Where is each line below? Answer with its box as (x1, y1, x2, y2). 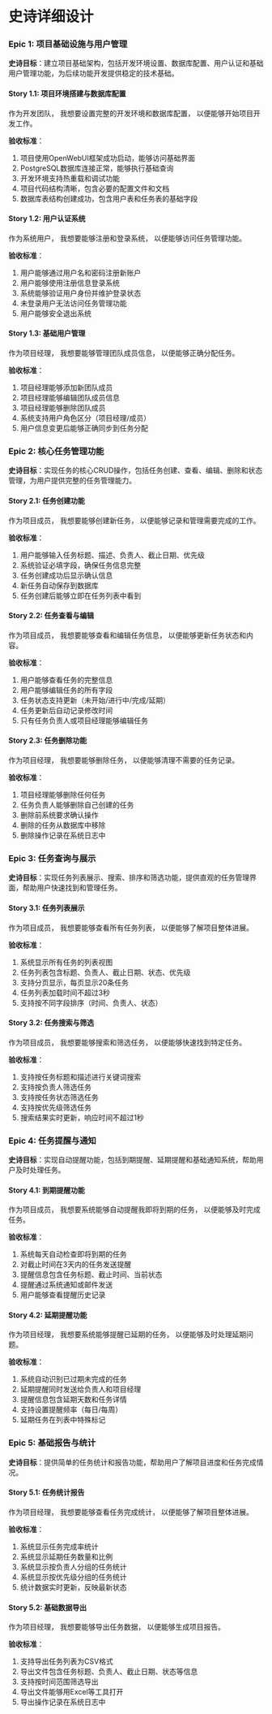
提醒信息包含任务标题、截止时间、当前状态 (19, 1270, 163, 1279)
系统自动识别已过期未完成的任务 (19, 1374, 127, 1384)
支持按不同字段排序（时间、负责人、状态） (19, 998, 163, 1007)
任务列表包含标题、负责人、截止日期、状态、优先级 (19, 967, 191, 977)
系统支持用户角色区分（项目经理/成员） (19, 413, 151, 423)
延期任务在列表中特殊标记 (19, 1415, 106, 1425)
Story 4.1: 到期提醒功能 (8, 1185, 85, 1195)
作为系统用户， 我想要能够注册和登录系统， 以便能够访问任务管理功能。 (8, 233, 247, 243)
